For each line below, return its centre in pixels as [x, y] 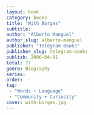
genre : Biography [28, 68]
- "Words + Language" [36, 91]
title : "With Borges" [34, 23]
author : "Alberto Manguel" [40, 35]
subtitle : [19, 29]
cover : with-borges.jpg [36, 102]
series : [16, 74]
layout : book [23, 12]
